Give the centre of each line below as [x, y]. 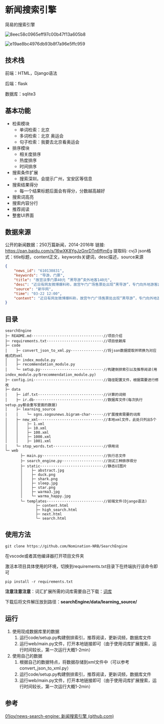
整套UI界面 [23, 215]
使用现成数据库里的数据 [36, 631]
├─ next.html [49, 514]
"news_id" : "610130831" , [39, 271]
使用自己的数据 [27, 656]
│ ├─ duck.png [38, 475]
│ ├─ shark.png [39, 479]
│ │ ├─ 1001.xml [28, 441]
